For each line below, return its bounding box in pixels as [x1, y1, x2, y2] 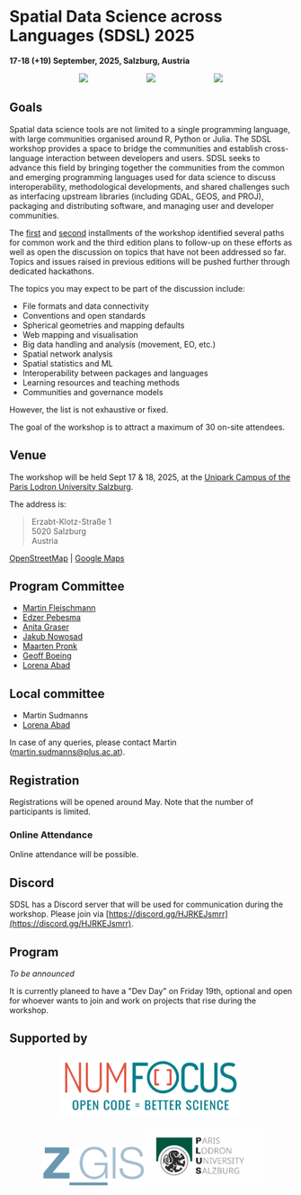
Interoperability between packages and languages [22, 367, 208, 378]
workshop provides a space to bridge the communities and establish [9, 142, 263, 154]
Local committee [9, 686, 105, 702]
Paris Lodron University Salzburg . [9, 481, 134, 492]
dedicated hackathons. [9, 266, 94, 276]
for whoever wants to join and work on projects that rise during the [9, 995, 257, 1006]
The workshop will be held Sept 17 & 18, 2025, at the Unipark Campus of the [9, 471, 291, 483]
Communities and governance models [22, 386, 164, 397]
